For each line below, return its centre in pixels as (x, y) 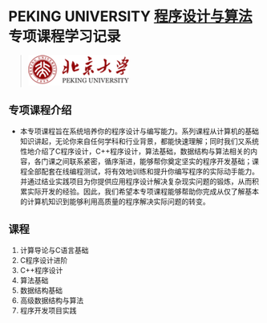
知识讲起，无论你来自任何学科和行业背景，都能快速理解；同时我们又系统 (139, 141)
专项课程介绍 (40, 110)
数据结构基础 (41, 290)
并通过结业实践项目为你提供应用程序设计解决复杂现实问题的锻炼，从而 (136, 181)
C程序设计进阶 (44, 260)
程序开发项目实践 (48, 310)
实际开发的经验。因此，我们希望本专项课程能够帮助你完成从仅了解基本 (143, 191)
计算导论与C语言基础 (55, 250)
